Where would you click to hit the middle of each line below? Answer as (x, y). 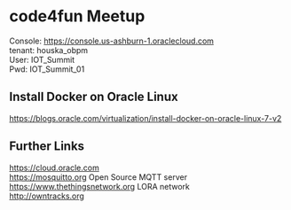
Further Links (47, 147)
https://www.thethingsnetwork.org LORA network (100, 186)
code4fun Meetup (77, 16)
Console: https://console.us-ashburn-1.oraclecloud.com (112, 41)
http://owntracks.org (47, 196)
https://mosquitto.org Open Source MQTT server (98, 177)
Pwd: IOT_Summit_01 (47, 69)
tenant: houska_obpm (49, 50)
